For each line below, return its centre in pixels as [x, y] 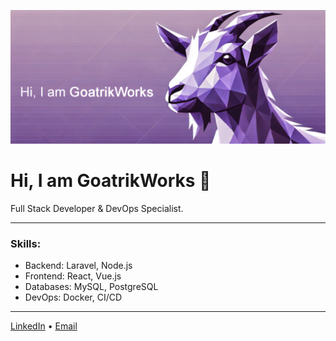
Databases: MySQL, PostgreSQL [91, 287]
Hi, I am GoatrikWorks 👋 [111, 181]
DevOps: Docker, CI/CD [73, 297]
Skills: [26, 243]
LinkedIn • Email [44, 326]
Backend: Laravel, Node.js [78, 266]
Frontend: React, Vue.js [73, 276]
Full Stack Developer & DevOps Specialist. [97, 209]
